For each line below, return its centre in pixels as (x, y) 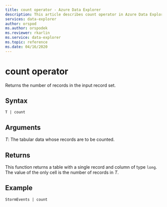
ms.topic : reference (27, 42)
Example (19, 188)
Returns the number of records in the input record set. (60, 85)
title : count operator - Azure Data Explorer (53, 10)
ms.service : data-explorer (33, 38)
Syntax (16, 101)
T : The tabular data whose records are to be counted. (60, 139)
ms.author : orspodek (27, 28)
